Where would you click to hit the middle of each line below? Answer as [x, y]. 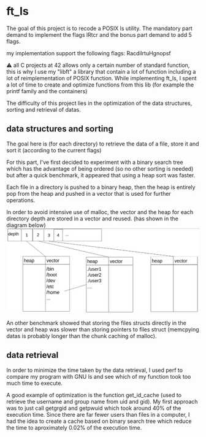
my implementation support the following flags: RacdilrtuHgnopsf [89, 53]
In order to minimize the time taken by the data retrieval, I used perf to [94, 370]
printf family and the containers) [47, 91]
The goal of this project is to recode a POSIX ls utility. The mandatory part [100, 28]
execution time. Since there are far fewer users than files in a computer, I [98, 414]
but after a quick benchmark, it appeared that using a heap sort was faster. [101, 175]
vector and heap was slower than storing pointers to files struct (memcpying [103, 329]
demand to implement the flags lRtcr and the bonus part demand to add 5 [99, 34]
